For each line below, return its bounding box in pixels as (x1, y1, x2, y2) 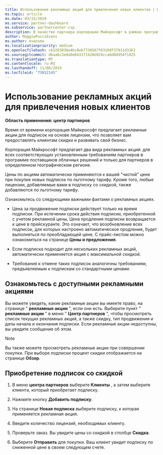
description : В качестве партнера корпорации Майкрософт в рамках (5, 30, 142, 34)
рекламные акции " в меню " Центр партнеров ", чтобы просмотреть (5, 310, 152, 316)
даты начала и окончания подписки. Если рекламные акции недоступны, (5, 321, 157, 326)
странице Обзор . (5, 355, 41, 361)
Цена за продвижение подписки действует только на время (12, 206, 137, 211)
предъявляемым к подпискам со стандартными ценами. (12, 265, 130, 272)
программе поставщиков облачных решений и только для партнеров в (5, 157, 153, 162)
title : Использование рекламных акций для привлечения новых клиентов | (5, 7, 155, 12)
